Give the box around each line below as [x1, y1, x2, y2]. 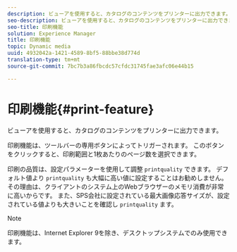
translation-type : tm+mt [7, 56, 80, 63]
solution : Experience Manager [7, 30, 97, 37]
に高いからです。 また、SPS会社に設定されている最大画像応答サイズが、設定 [7, 191, 230, 199]
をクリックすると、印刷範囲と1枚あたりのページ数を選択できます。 [7, 149, 201, 158]
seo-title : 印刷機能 [7, 23, 63, 30]
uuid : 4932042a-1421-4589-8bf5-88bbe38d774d [7, 50, 140, 57]
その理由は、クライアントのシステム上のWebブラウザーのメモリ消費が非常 [7, 182, 224, 191]
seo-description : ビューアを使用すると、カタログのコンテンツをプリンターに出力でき [7, 17, 229, 24]
